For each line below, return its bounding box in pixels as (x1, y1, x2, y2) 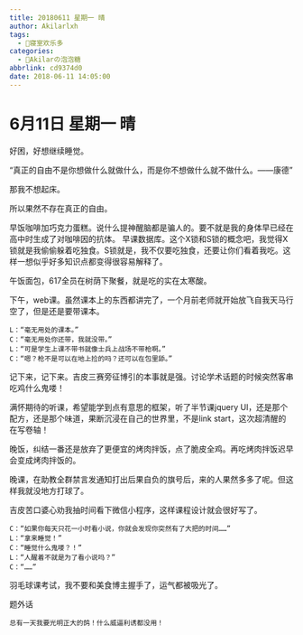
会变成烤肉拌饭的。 (9, 454, 81, 465)
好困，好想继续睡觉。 (9, 145, 88, 156)
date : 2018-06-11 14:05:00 (9, 72, 111, 81)
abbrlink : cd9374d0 (9, 64, 83, 73)
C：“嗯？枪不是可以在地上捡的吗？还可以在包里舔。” (9, 354, 173, 363)
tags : (9, 30, 30, 39)
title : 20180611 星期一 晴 (9, 13, 106, 23)
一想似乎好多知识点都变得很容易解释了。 (16, 256, 168, 266)
